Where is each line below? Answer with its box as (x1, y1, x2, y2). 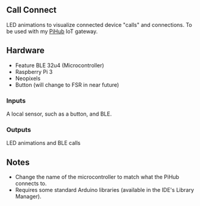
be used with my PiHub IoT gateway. (6, 28, 98, 35)
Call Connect (6, 5, 57, 15)
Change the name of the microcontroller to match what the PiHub (15, 174, 180, 181)
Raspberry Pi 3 (15, 68, 53, 75)
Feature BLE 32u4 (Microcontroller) (15, 61, 105, 69)
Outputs (6, 125, 32, 134)
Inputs (6, 96, 26, 105)
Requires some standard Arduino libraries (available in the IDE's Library (15, 186, 195, 194)
